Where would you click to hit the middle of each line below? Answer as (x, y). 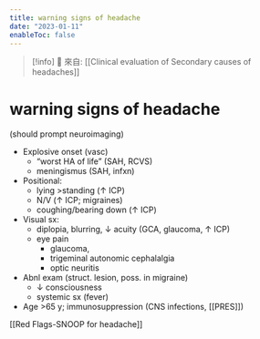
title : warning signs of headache (75, 18)
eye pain (52, 239)
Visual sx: (41, 220)
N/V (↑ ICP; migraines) (79, 200)
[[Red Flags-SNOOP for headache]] (76, 324)
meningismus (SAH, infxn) (85, 171)
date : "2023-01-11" (47, 26)
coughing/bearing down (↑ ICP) (96, 210)
